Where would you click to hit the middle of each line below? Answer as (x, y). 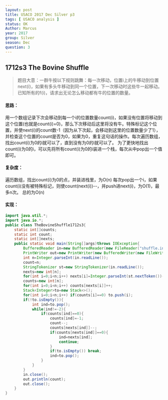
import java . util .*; (27, 216)
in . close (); (36, 374)
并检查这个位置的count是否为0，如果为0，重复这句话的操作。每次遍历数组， (84, 136)
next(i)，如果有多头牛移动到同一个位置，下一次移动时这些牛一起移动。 (90, 86)
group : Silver (20, 38)
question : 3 (17, 47)
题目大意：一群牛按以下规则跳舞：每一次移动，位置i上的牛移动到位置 (88, 80)
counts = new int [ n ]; (43, 281)
